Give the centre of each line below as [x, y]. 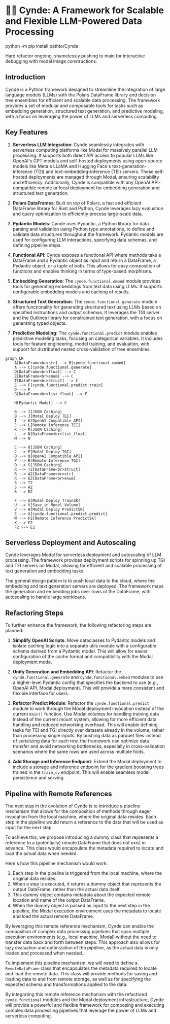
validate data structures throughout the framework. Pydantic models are [88, 234]
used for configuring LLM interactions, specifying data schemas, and [85, 240]
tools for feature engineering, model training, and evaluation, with [81, 344]
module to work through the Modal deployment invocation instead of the [88, 709]
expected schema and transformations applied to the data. [66, 984]
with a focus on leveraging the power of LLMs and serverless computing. [82, 116]
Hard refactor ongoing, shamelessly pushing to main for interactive [75, 56]
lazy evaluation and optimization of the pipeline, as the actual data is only [82, 948]
